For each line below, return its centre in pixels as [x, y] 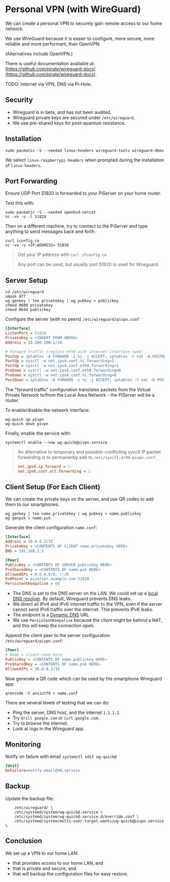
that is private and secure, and [44, 868]
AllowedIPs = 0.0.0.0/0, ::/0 [37, 574]
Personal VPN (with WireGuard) [73, 9]
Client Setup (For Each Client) [53, 487]
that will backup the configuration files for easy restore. [70, 873]
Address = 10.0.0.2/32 [29, 542]
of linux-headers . [24, 165]
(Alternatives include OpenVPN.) [39, 54]
